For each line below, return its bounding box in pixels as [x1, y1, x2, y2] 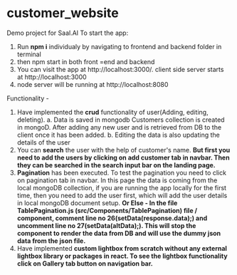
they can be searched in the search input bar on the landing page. [16, 160, 216, 169]
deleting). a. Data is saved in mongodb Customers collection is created [16, 115, 225, 124]
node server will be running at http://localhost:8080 [16, 80, 169, 88]
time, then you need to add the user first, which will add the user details [16, 191, 228, 199]
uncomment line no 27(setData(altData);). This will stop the [16, 221, 196, 229]
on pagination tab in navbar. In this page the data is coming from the [16, 176, 218, 185]
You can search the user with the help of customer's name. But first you [16, 145, 231, 154]
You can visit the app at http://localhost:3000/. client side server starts [16, 65, 224, 73]
